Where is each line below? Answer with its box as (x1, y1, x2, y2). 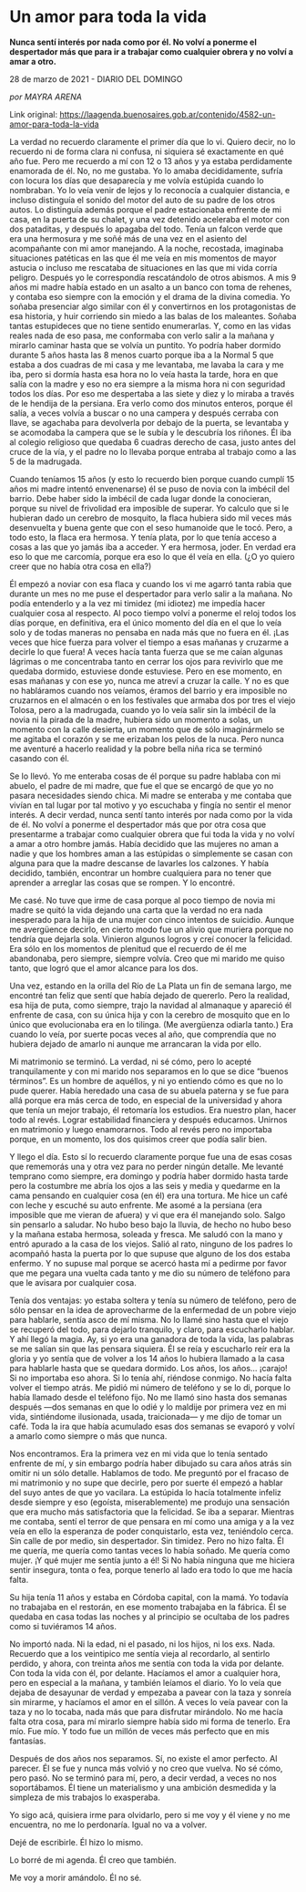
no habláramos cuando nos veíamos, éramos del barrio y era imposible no (9, 685, 288, 696)
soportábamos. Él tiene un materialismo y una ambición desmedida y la (9, 1782, 277, 1793)
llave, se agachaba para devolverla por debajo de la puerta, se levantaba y (9, 417, 290, 428)
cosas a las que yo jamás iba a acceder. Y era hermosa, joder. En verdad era (9, 541, 296, 553)
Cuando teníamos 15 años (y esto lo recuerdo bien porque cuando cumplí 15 (9, 473, 295, 484)
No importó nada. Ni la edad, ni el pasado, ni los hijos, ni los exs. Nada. (9, 1639, 276, 1649)
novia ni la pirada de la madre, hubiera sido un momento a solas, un (9, 714, 263, 725)
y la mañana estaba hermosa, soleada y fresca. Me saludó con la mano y (9, 1228, 283, 1239)
